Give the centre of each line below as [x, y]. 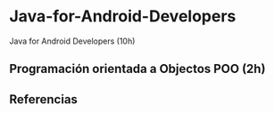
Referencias [44, 99]
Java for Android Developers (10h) [72, 41]
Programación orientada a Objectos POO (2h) [137, 69]
